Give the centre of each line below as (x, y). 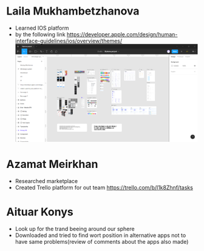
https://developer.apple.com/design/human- (122, 34)
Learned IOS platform (42, 28)
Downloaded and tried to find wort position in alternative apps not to (100, 235)
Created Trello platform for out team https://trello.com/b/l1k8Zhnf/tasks (104, 187)
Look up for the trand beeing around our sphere (75, 229)
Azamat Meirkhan (52, 164)
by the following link (40, 34)
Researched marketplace (46, 181)
